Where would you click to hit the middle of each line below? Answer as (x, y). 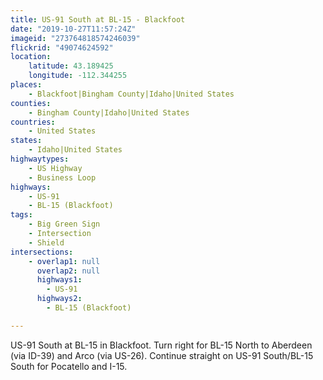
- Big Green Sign (64, 224)
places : (26, 85)
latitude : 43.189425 (71, 66)
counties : (31, 103)
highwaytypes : (40, 159)
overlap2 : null (68, 271)
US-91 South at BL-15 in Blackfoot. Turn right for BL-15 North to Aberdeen (161, 345)
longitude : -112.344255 (78, 76)
